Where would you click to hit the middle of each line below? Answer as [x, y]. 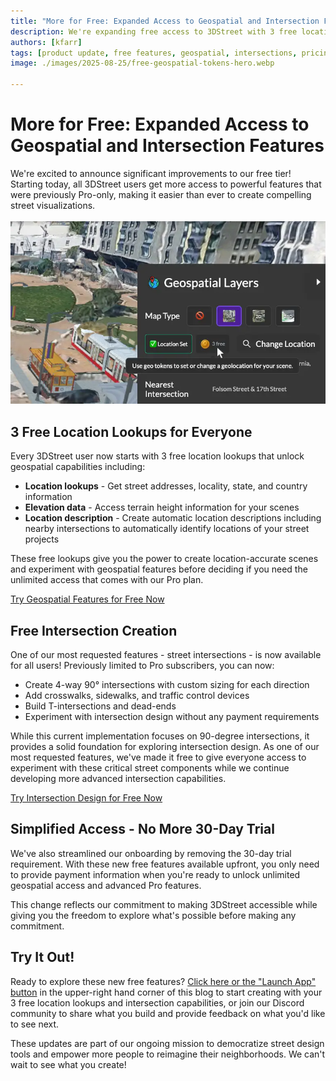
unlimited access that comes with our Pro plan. [107, 580]
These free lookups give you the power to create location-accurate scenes [164, 559]
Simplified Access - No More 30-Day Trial [142, 829]
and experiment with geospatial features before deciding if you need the [159, 569]
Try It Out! [42, 957]
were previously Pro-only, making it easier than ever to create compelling [161, 194]
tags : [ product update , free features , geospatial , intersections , [154, 53]
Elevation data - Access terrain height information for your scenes [162, 507]
